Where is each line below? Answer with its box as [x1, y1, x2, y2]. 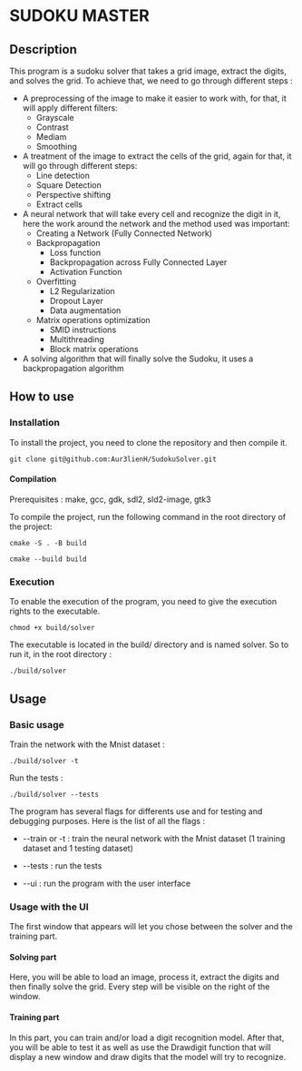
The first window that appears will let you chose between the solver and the [9, 921, 293, 932]
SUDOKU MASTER [9, 5, 150, 26]
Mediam [35, 132, 67, 142]
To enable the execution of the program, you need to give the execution [9, 596, 278, 607]
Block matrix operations [49, 344, 139, 354]
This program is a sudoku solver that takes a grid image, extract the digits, [9, 65, 287, 76]
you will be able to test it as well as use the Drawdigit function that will [9, 1041, 271, 1053]
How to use [9, 389, 74, 405]
